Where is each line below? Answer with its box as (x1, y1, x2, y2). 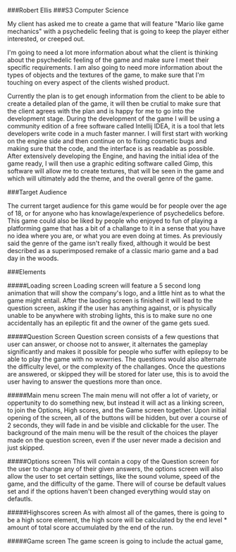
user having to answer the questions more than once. (7, 377, 162, 386)
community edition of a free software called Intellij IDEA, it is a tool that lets (7, 122, 225, 130)
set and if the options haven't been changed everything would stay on (7, 487, 211, 496)
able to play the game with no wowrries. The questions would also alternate (7, 355, 227, 363)
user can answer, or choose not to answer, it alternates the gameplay (7, 340, 208, 348)
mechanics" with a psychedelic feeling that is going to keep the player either (7, 27, 230, 35)
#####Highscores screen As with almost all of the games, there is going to (7, 508, 225, 517)
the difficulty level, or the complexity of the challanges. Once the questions (7, 362, 225, 371)
